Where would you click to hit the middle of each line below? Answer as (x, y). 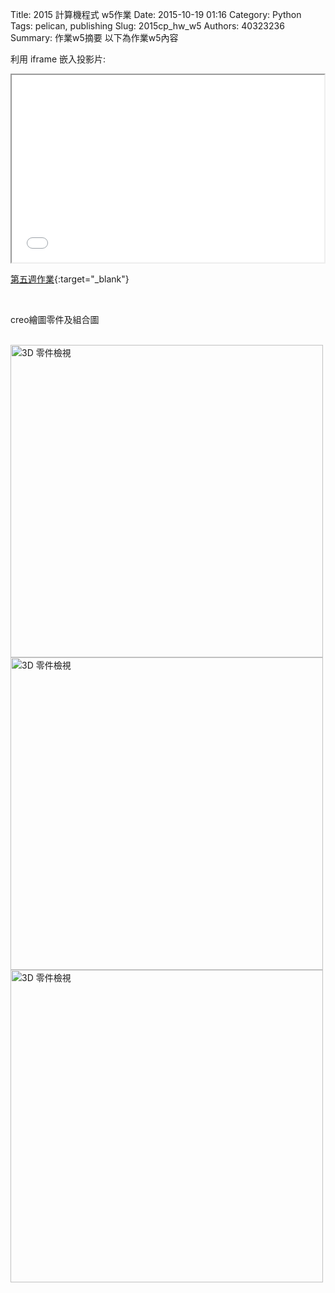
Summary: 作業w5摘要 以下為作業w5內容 (94, 37)
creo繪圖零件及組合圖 (55, 319)
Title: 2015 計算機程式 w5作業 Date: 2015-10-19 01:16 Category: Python (156, 14)
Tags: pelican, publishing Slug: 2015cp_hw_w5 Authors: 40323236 (147, 26)
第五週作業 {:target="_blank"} (70, 279)
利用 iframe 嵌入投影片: (58, 59)
